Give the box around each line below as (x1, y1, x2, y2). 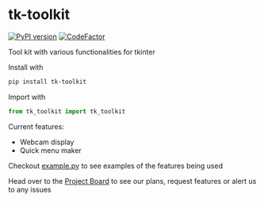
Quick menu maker (19, 145, 82, 155)
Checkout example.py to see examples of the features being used (8, 161, 224, 170)
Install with (8, 62, 44, 72)
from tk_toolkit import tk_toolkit (8, 107, 126, 116)
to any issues (8, 185, 52, 194)
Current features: (8, 121, 65, 131)
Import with (8, 92, 46, 101)
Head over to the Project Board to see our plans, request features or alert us (8, 176, 257, 185)
